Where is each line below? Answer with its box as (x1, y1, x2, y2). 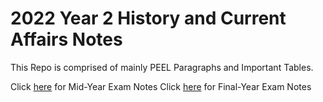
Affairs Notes (10, 28, 123, 51)
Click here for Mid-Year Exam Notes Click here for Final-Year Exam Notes (10, 80, 312, 92)
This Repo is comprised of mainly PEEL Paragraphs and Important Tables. (10, 61, 314, 73)
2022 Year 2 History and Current (10, 7, 287, 30)
